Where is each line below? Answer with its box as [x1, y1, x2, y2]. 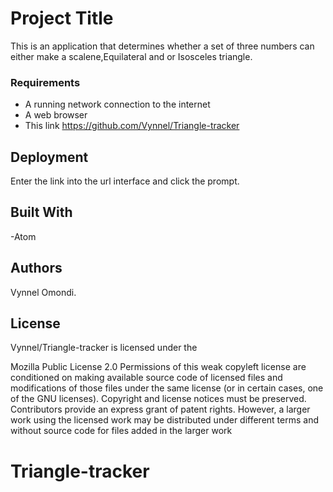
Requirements [10, 75, 81, 89]
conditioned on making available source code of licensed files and [10, 372, 283, 384]
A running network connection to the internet [24, 98, 211, 111]
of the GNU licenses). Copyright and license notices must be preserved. [10, 393, 307, 405]
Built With [10, 204, 73, 221]
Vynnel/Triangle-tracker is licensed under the [10, 342, 198, 354]
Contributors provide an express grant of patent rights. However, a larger [10, 403, 311, 416]
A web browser [24, 109, 88, 121]
